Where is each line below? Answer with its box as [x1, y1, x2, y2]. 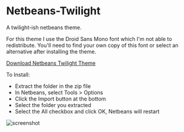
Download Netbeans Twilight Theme [6, 59, 96, 67]
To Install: [6, 71, 30, 78]
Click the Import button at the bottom [14, 95, 106, 102]
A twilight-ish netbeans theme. [6, 24, 82, 31]
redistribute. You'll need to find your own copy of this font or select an [6, 42, 179, 49]
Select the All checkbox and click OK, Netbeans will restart [14, 108, 160, 115]
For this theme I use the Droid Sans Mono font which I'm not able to [6, 35, 172, 42]
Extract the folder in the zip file [14, 82, 91, 90]
